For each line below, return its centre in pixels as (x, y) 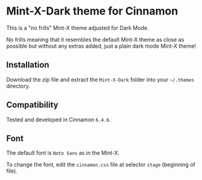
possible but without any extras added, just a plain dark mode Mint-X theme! (101, 46)
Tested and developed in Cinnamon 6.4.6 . (58, 120)
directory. (18, 86)
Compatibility (32, 105)
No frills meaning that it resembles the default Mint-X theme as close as (95, 39)
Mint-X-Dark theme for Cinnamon (92, 11)
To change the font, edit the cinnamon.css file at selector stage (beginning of (101, 165)
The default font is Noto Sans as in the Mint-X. (63, 153)
